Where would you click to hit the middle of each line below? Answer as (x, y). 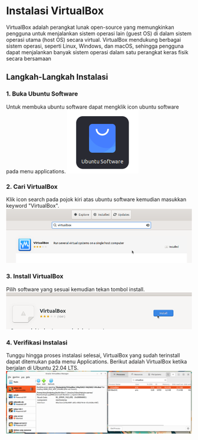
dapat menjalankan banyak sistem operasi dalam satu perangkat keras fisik (97, 52)
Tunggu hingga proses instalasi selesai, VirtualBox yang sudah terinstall (93, 356)
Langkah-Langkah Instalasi (57, 77)
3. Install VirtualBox (35, 277)
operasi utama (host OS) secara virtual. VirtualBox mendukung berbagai (94, 40)
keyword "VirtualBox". (33, 205)
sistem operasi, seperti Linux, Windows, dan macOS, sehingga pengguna (95, 46)
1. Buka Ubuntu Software (42, 94)
